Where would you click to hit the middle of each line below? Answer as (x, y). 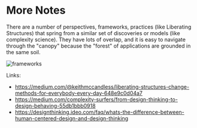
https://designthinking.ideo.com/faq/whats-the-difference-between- (99, 112)
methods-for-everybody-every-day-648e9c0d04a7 (78, 93)
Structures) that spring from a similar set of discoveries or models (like (93, 33)
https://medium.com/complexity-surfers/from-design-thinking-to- (96, 99)
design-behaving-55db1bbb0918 (55, 105)
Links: (13, 75)
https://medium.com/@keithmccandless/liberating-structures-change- (102, 86)
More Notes (36, 10)
